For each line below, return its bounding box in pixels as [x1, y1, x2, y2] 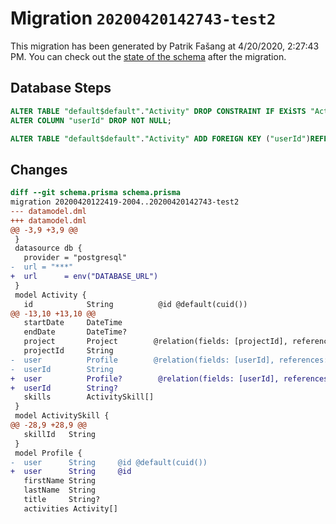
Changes [10, 161, 68, 178]
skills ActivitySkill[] [23, 392, 155, 402]
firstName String [23, 476, 97, 486]
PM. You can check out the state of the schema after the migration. [10, 50, 287, 62]
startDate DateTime [23, 318, 123, 328]
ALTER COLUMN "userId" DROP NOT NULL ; [10, 115, 172, 126]
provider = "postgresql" [23, 253, 128, 263]
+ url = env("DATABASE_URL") [10, 272, 159, 282]
